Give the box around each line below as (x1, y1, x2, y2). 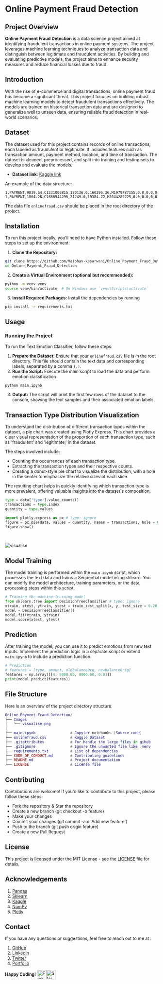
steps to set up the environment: (5, 240, 70, 246)
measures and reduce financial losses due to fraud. (5, 62, 108, 67)
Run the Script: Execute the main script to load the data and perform (12, 368, 150, 374)
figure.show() (5, 524, 34, 529)
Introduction (5, 75, 44, 84)
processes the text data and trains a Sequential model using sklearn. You (5, 575, 151, 581)
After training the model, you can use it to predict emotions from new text (5, 643, 152, 649)
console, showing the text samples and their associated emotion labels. (12, 397, 155, 403)
